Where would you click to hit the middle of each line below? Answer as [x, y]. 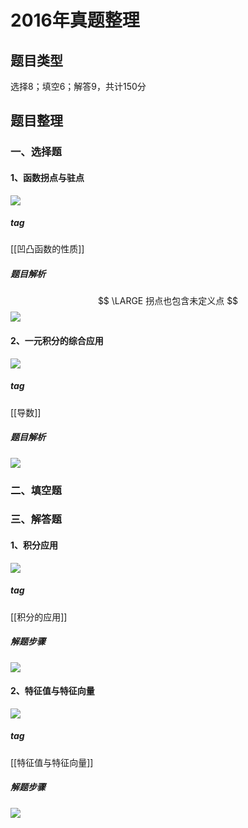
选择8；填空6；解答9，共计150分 [78, 86]
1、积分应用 [34, 545]
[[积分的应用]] [39, 617]
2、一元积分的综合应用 [57, 341]
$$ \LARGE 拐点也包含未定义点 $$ [168, 301]
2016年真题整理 [75, 20]
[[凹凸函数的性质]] [47, 249]
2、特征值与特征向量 [52, 691]
